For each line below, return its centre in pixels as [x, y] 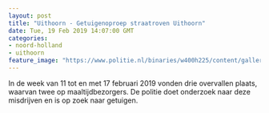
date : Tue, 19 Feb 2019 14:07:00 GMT [71, 30]
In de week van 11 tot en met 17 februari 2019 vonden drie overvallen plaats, [133, 83]
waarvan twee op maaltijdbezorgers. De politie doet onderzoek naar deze [129, 91]
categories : [28, 38]
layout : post [30, 16]
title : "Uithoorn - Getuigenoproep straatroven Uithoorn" [107, 23]
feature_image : [34, 61]
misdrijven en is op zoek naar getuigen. [73, 100]
